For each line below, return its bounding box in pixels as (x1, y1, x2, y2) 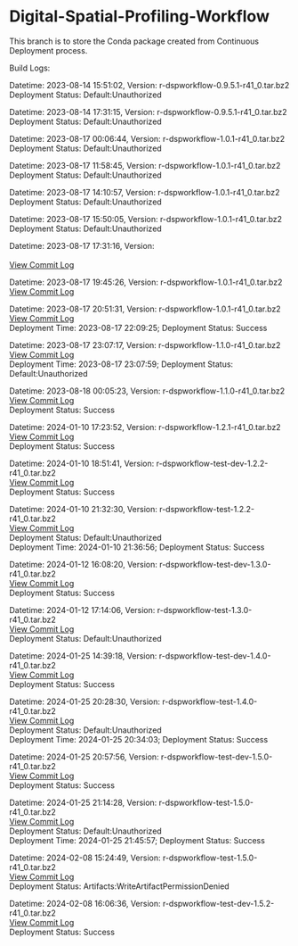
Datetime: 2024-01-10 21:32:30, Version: (9, 503, 157, 514)
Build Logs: (9, 62, 51, 73)
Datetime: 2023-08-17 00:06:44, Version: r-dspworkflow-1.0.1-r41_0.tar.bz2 (9, 133, 286, 144)
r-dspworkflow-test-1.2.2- (158, 503, 255, 514)
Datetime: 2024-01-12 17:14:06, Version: (9, 604, 156, 615)
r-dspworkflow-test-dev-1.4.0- (158, 650, 271, 661)
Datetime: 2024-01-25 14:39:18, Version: (9, 650, 157, 661)
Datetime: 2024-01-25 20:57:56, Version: (9, 751, 159, 762)
